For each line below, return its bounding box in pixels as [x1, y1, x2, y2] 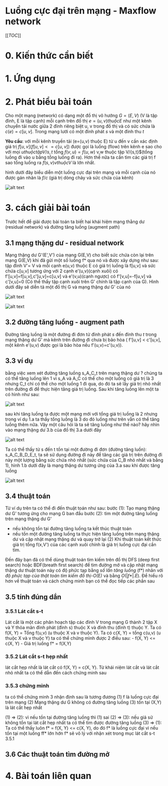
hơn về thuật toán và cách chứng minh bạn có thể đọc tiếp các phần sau [5, 578, 155, 584]
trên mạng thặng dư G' [5, 516, 52, 522]
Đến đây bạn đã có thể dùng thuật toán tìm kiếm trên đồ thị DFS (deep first [5, 557, 159, 563]
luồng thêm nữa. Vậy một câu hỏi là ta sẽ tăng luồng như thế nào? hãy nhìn [5, 421, 159, 427]
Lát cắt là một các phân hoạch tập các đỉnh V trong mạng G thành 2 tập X [5, 619, 157, 625]
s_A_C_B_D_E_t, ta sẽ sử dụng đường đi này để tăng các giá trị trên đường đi [5, 451, 162, 457]
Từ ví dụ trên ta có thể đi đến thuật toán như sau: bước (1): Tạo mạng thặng [5, 505, 160, 511]
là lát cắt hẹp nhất [5, 704, 43, 711]
